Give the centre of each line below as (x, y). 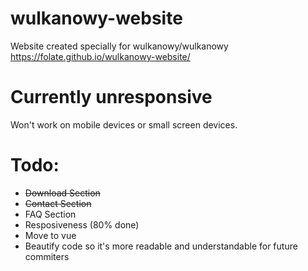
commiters (47, 256)
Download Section (62, 193)
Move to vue (50, 235)
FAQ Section (50, 214)
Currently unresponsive (111, 97)
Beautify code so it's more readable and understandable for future (161, 246)
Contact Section (58, 203)
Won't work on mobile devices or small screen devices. (124, 124)
